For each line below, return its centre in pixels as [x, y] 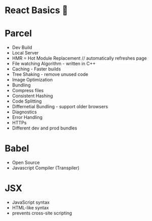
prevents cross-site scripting [42, 213]
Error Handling [27, 117]
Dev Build [22, 48]
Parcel [18, 34]
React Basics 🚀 [36, 10]
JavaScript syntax [31, 202]
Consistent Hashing [33, 96]
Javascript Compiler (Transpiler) [46, 168]
